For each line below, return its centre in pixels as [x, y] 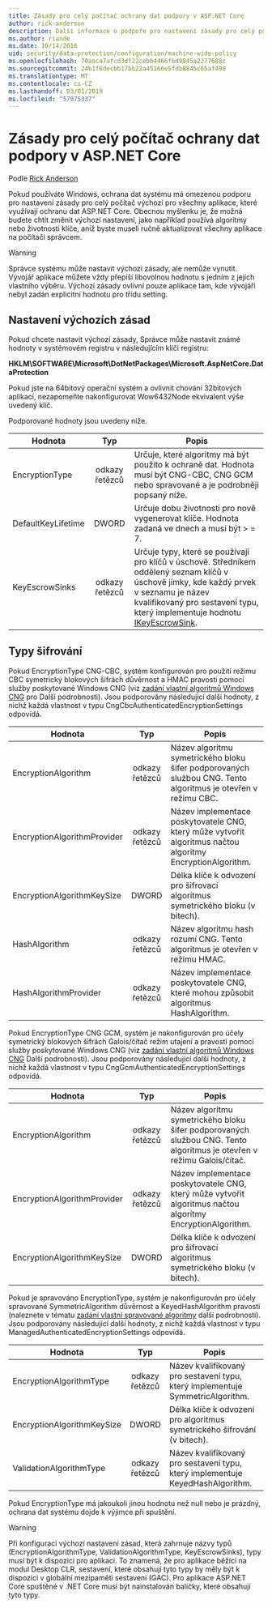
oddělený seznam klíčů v [181, 572]
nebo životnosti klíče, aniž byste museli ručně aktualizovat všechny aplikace [135, 228]
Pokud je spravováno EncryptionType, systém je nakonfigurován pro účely [132, 1298]
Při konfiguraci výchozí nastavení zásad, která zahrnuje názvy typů [120, 1543]
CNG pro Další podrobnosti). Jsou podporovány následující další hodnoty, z [134, 697]
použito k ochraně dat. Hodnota [194, 465]
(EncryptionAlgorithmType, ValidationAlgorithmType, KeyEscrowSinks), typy [135, 1551]
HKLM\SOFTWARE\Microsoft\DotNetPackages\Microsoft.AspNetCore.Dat [136, 364]
